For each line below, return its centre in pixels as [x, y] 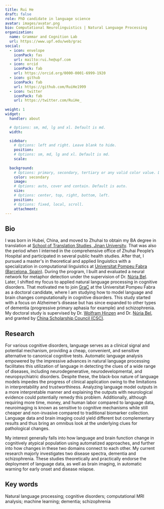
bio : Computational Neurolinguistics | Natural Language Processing [76, 28]
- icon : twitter [26, 91]
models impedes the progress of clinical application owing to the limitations [81, 382]
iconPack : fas [28, 55]
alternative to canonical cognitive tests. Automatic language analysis [74, 356]
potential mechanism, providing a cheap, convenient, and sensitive [72, 350]
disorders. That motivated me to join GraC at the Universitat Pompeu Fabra [80, 287]
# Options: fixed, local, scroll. [49, 204]
